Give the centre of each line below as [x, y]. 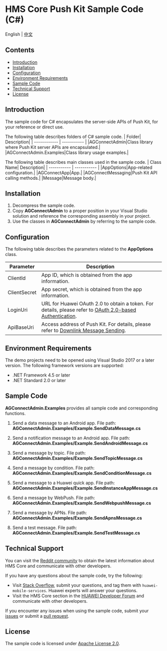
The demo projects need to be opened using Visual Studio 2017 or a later [80, 360]
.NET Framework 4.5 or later [41, 375]
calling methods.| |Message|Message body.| [51, 178]
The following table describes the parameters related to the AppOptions [79, 249]
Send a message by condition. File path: [53, 468]
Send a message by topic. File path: [49, 453]
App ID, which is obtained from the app [87, 275]
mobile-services [29, 591]
